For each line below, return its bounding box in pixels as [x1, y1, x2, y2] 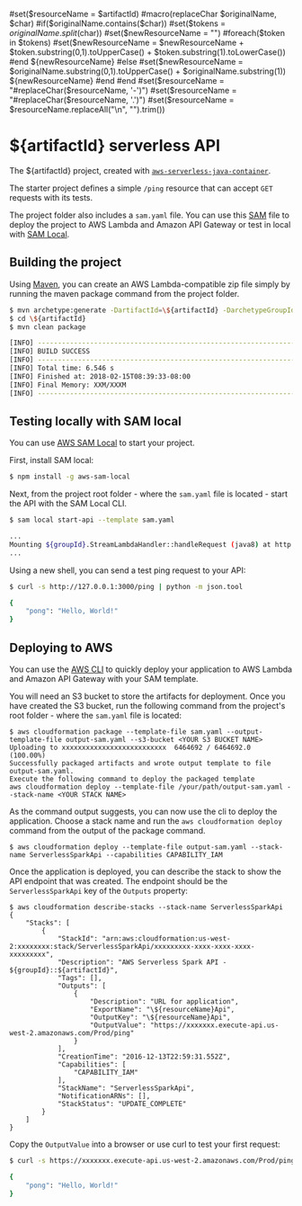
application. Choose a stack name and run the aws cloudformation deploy [9, 816, 283, 826]
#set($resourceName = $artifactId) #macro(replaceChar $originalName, [9, 9, 277, 19]
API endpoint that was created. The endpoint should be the [9, 876, 228, 886]
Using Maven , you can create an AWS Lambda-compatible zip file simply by [9, 279, 290, 290]
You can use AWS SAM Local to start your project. [9, 437, 195, 449]
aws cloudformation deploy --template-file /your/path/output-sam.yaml [9, 782, 283, 791]
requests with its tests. [9, 192, 93, 202]
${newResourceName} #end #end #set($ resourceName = [9, 76, 225, 85]
